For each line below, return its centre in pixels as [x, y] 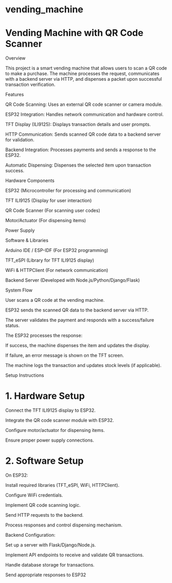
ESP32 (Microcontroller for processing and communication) [68, 191]
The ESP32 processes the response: [44, 336]
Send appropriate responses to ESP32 [46, 575]
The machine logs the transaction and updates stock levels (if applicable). [83, 366]
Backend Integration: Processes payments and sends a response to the [81, 150]
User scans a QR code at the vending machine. [55, 300]
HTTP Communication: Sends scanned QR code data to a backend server [83, 134]
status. [13, 325]
